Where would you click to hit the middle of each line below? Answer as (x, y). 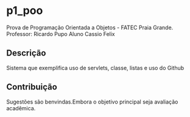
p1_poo (25, 11)
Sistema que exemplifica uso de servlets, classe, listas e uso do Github (95, 68)
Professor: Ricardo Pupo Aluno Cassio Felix (61, 34)
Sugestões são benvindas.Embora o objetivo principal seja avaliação (92, 102)
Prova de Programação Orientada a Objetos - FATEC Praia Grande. (90, 27)
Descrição (26, 53)
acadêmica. (21, 108)
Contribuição (32, 87)
